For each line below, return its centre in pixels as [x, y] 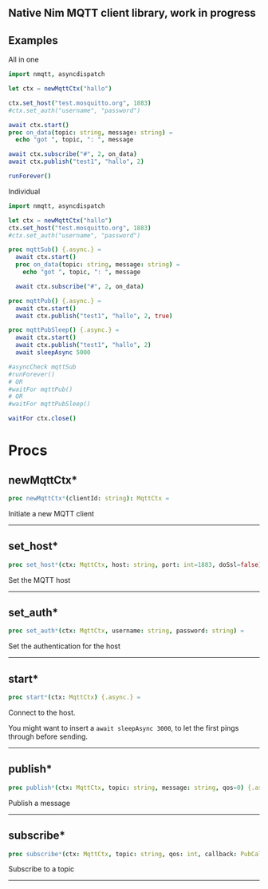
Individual [24, 191]
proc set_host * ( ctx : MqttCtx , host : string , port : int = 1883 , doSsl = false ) [135, 564]
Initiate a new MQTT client [51, 513]
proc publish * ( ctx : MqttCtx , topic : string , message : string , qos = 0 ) [126, 787]
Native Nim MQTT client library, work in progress [132, 13]
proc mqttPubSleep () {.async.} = [64, 330]
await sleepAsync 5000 [53, 353]
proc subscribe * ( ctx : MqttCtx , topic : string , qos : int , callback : [123, 854]
